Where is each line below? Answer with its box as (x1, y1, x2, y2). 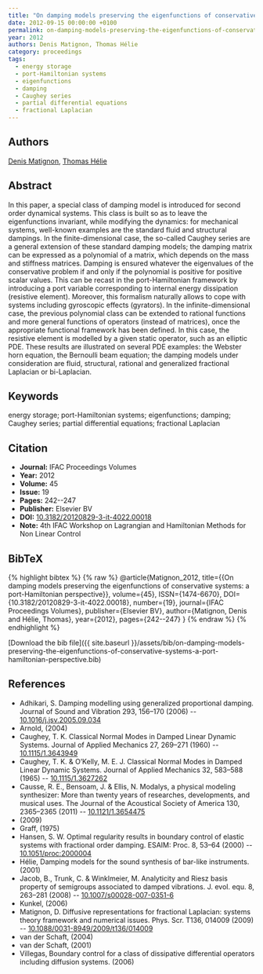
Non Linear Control (19, 529, 81, 539)
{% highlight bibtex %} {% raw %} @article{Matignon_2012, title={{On (8, 573, 234, 582)
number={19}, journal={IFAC (132, 598, 225, 607)
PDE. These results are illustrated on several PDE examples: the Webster (8, 342, 242, 351)
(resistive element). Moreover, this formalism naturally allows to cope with (8, 291, 247, 301)
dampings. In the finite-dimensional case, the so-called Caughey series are (8, 233, 250, 243)
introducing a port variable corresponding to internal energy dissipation (8, 284, 239, 293)
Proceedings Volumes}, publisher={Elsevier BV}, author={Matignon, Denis (8, 606, 247, 616)
